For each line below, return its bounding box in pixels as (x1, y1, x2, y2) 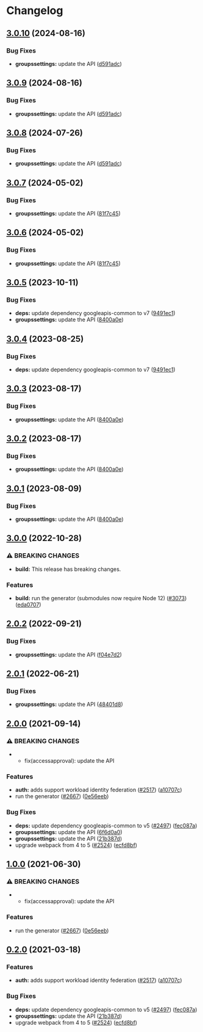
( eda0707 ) (15, 601, 41, 608)
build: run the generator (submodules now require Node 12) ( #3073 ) (15, 595, 187, 602)
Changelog (6, 4, 63, 18)
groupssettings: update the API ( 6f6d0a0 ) (15, 828, 123, 835)
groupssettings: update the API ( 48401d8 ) (15, 700, 123, 708)
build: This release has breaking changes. (15, 565, 121, 573)
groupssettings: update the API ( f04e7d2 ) (15, 651, 122, 658)
